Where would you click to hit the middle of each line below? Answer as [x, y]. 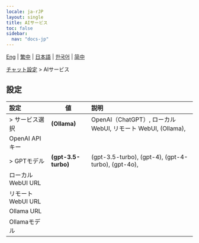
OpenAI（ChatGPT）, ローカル [134, 119]
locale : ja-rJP [25, 12]
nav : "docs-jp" [30, 39]
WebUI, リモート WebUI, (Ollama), [138, 128]
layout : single [25, 17]
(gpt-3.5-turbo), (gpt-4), [127, 156]
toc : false [20, 28]
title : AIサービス [27, 23]
